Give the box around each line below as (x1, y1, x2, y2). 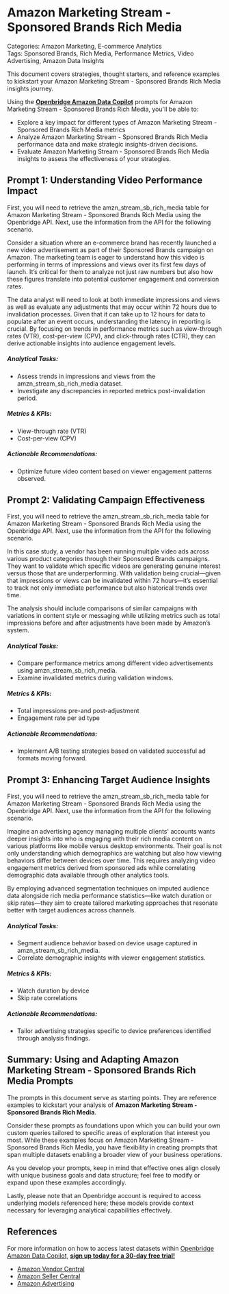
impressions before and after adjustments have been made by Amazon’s (7, 619, 211, 627)
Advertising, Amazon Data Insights (7, 56, 105, 64)
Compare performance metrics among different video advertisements (16, 659, 213, 667)
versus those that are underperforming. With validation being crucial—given (7, 569, 221, 577)
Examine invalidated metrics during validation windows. (16, 673, 174, 682)
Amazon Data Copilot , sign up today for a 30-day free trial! (7, 1252, 176, 1260)
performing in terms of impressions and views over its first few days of (7, 260, 206, 269)
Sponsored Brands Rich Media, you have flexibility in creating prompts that (7, 1143, 217, 1152)
